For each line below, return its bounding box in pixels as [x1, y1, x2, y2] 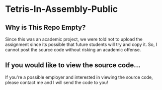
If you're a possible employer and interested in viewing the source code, [5, 74, 153, 80]
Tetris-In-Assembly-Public [5, 3, 118, 15]
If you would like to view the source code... [5, 61, 141, 70]
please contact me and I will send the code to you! [5, 79, 108, 85]
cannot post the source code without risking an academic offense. [5, 47, 141, 52]
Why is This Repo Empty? [5, 23, 86, 32]
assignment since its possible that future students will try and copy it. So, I [5, 42, 158, 47]
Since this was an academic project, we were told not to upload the [5, 36, 143, 42]
